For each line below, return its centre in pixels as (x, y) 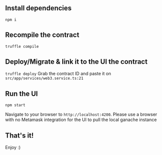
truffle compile (22, 46)
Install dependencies (38, 8)
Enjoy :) (13, 148)
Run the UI (22, 93)
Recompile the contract (42, 35)
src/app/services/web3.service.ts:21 (44, 78)
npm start (15, 105)
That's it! (19, 135)
